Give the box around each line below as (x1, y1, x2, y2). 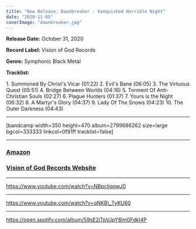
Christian (6, 93, 28, 100)
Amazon (6, 148, 30, 156)
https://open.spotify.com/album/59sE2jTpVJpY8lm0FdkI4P (6, 216, 147, 223)
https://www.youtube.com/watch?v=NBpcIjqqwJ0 (6, 182, 127, 189)
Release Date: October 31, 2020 (6, 36, 83, 43)
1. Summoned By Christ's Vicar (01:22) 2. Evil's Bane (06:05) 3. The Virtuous (6, 80, 190, 87)
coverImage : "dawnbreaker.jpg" (6, 19, 82, 25)
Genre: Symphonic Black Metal (6, 58, 81, 65)
